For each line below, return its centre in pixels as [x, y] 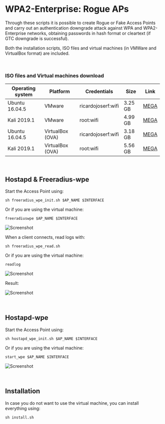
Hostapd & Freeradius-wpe [47, 179]
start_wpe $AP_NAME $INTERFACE [37, 357]
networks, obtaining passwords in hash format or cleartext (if [89, 33]
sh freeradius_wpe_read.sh [33, 246]
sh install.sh [20, 417]
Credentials [99, 91]
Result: [12, 283]
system [24, 95]
